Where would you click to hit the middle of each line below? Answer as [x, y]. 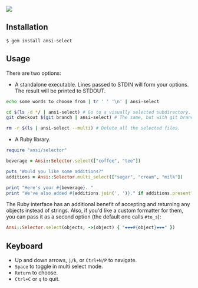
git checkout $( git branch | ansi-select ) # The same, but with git [92, 118]
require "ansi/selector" [37, 150]
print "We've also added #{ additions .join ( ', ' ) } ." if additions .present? [100, 193]
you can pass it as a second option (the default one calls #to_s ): [84, 217]
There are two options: [34, 73]
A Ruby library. [33, 140]
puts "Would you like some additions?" [55, 171]
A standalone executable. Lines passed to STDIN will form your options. [102, 84]
